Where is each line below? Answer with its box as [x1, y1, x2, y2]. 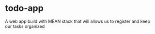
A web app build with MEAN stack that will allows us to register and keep [5, 18, 150, 24]
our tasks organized [5, 23, 45, 29]
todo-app [5, 3, 44, 14]
